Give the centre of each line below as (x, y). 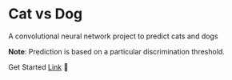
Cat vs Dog (46, 14)
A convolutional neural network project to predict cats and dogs (113, 36)
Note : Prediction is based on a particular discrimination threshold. (117, 51)
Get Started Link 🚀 (38, 67)
